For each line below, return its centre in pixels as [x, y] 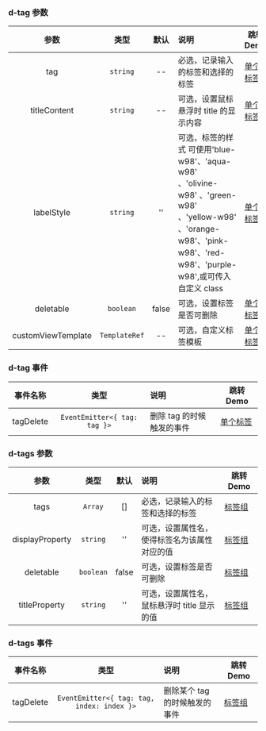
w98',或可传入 [204, 277]
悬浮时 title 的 [203, 111]
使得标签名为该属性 [177, 540]
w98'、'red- [201, 253]
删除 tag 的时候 [178, 416]
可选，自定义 [201, 330]
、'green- [218, 195]
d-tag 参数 [28, 12]
